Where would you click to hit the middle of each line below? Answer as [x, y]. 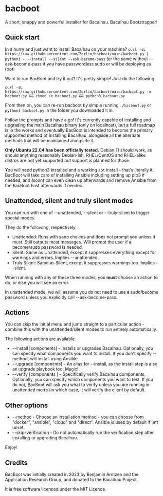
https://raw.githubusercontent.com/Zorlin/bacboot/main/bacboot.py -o [78, 92]
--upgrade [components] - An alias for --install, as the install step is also [85, 364]
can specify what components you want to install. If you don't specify [82, 354]
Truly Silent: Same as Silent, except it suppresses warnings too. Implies [83, 262]
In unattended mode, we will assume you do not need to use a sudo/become [82, 292]
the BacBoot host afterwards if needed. [45, 185]
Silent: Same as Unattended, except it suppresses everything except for [84, 252]
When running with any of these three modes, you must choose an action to [81, 277]
